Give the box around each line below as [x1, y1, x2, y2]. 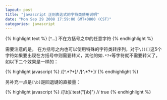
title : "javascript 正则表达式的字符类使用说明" [5, 12, 99, 17]
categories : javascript [5, 21, 55, 26]
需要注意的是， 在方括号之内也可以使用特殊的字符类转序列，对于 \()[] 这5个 [5, 46, 162, 52]
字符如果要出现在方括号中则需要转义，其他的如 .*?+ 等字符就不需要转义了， [5, 52, 160, 58]
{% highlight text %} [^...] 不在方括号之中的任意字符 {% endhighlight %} [5, 35, 153, 41]
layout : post [5, 7, 33, 12]
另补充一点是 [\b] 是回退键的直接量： [5, 79, 81, 85]
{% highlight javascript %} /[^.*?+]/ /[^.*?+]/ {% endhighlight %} [5, 68, 139, 75]
